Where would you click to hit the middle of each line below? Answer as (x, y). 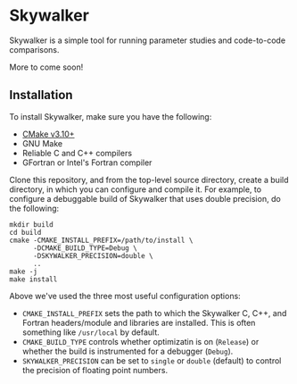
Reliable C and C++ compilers (77, 153)
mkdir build (31, 224)
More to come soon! (46, 67)
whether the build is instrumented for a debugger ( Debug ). (128, 351)
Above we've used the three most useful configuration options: (125, 296)
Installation (41, 95)
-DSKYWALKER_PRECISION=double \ (93, 255)
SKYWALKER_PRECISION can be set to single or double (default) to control (152, 360)
